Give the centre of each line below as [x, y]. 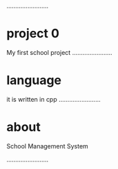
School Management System [48, 146]
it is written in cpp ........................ [53, 99]
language [34, 80]
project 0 [33, 34]
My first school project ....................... [59, 52]
